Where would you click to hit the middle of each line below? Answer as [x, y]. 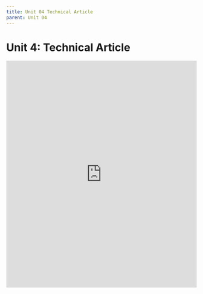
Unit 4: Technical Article [69, 47]
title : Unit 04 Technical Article [50, 12]
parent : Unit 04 [27, 18]
